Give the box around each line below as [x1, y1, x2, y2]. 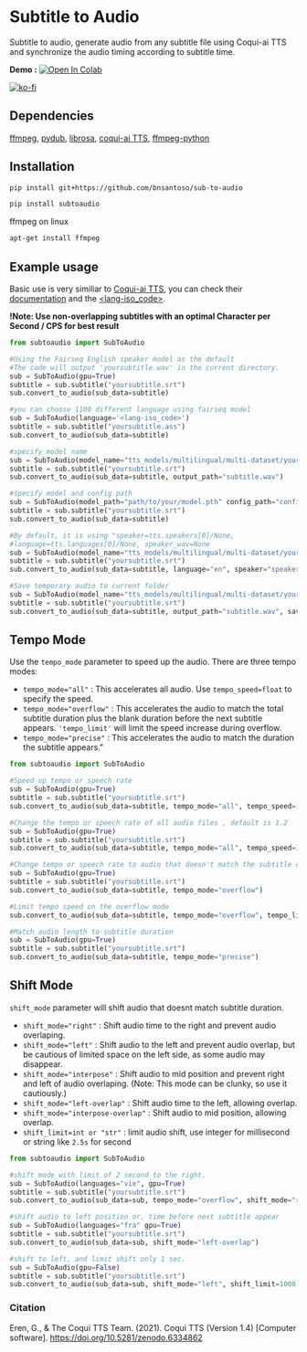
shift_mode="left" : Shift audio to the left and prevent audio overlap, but [22, 1039, 295, 1050]
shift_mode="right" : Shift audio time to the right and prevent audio [22, 1019, 277, 1030]
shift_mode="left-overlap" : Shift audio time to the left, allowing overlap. [22, 1097, 298, 1108]
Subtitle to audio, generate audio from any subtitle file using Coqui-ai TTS [9, 37, 287, 48]
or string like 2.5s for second [22, 1135, 132, 1147]
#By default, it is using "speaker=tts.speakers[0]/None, [9, 531, 235, 540]
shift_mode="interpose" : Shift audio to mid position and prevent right [22, 1068, 285, 1079]
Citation [9, 1302, 46, 1315]
